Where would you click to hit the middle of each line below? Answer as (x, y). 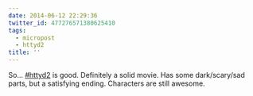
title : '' (25, 52)
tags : (17, 30)
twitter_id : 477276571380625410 (62, 23)
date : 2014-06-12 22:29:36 (53, 15)
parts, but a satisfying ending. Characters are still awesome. (107, 83)
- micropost (35, 38)
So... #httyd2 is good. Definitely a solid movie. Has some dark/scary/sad (127, 75)
